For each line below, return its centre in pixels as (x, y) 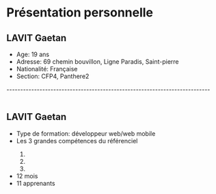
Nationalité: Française (47, 69)
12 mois (27, 175)
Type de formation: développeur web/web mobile (86, 133)
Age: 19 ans (33, 54)
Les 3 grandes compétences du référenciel (77, 141)
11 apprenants (36, 183)
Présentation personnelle (80, 13)
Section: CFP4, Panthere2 (53, 76)
